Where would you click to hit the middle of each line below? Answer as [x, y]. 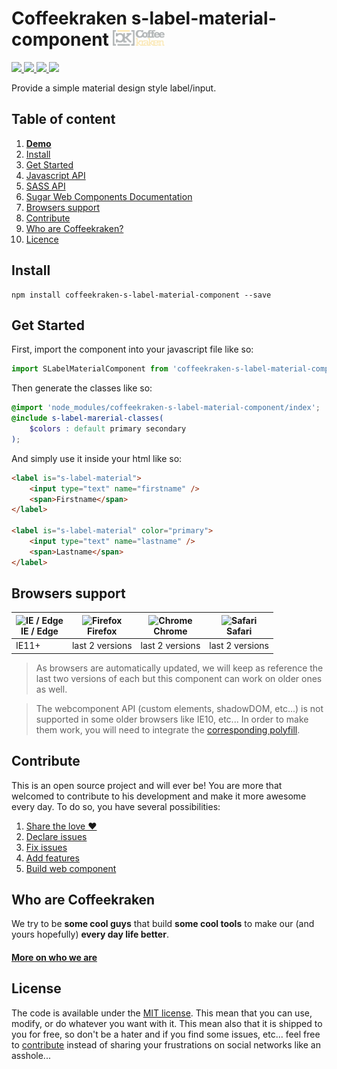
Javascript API [55, 175]
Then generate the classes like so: [82, 388]
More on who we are [54, 957]
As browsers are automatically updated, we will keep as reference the [179, 668]
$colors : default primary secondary [108, 429]
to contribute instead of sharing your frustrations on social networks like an [166, 1044]
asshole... [31, 1055]
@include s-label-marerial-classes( [87, 418]
